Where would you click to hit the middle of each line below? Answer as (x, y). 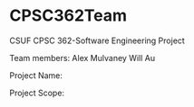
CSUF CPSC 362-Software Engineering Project (97, 40)
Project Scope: (37, 93)
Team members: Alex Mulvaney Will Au (82, 58)
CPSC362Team (68, 16)
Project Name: (36, 75)
